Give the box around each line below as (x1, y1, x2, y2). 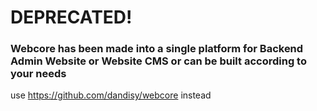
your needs (10, 67, 67, 81)
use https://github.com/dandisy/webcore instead (10, 89, 212, 101)
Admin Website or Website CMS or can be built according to (10, 54, 307, 68)
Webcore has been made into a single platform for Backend (10, 42, 304, 56)
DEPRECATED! (10, 6, 133, 29)
